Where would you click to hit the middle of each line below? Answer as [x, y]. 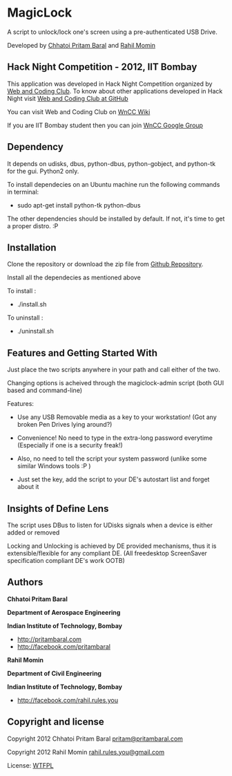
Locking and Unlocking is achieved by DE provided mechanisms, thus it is [112, 546]
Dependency [35, 147]
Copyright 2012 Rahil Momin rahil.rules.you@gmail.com [86, 752]
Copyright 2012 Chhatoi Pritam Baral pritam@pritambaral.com [95, 739]
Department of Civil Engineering [55, 673]
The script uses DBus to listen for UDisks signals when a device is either [110, 525]
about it [28, 487]
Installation [32, 247]
